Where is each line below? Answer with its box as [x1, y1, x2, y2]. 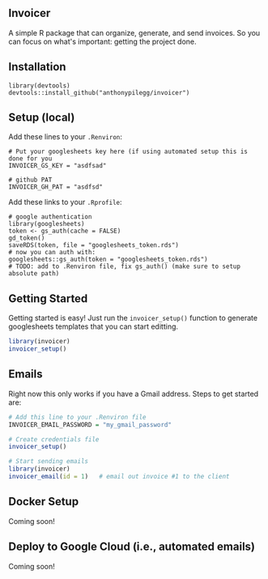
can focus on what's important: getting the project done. [8, 36, 197, 46]
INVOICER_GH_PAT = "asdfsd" [8, 183, 104, 191]
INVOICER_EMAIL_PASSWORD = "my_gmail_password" [8, 420, 172, 428]
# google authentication [8, 213, 92, 221]
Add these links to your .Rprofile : [8, 198, 123, 207]
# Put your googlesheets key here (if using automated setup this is [8, 147, 249, 156]
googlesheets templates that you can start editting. [8, 321, 179, 331]
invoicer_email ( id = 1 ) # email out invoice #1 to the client [8, 473, 230, 481]
